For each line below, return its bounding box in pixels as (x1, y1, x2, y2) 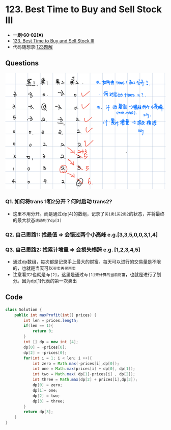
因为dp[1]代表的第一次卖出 (21, 277, 77, 284)
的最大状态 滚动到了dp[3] (12, 217, 62, 223)
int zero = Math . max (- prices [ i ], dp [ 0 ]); (32, 361, 120, 366)
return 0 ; (32, 328, 53, 334)
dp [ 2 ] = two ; (32, 393, 60, 398)
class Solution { (5, 307, 42, 312)
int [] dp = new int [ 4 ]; (23, 340, 79, 345)
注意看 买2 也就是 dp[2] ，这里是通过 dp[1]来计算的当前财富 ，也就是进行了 (12, 271, 157, 277)
